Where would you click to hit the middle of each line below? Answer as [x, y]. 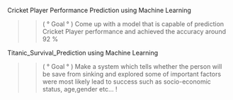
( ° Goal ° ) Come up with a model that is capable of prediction [133, 24]
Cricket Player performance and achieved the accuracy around [134, 32]
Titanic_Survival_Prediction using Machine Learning [83, 53]
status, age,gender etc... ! [80, 89]
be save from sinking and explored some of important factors [132, 74]
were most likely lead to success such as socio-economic [126, 82]
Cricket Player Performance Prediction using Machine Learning [99, 10]
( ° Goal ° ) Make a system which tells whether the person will [132, 66]
